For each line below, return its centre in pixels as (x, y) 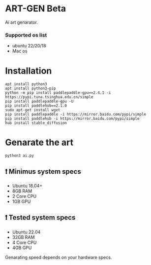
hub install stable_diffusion (36, 123)
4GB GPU (22, 248)
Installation (29, 71)
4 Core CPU (24, 242)
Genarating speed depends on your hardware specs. (59, 257)
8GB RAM (22, 191)
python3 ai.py (20, 156)
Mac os (20, 51)
